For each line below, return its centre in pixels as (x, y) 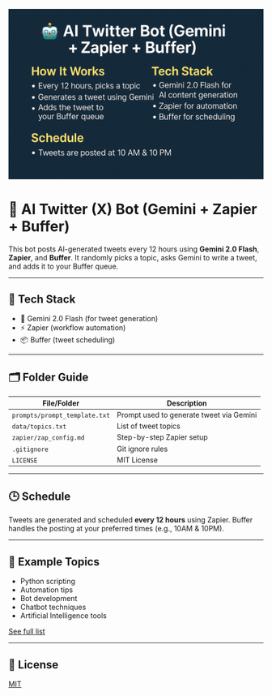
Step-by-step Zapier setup (162, 437)
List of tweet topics (149, 426)
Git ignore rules (142, 449)
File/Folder (61, 403)
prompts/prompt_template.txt (61, 415)
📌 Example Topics (54, 562)
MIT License (137, 460)
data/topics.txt (39, 427)
